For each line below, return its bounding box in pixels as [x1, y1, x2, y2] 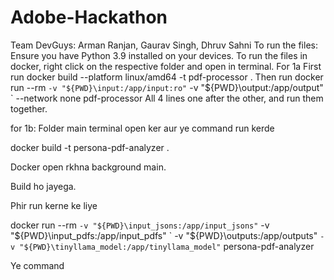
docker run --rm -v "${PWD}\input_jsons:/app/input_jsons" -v [10, 219, 270, 231]
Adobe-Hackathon [10, 6, 168, 29]
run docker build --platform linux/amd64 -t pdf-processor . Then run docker [10, 71, 324, 83]
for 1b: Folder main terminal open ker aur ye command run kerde [10, 122, 275, 134]
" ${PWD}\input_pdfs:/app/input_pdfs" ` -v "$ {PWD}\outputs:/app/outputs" [10, 229, 318, 241]
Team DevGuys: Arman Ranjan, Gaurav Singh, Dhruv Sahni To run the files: [10, 39, 318, 51]
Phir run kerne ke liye [10, 199, 98, 211]
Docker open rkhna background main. [10, 161, 167, 173]
